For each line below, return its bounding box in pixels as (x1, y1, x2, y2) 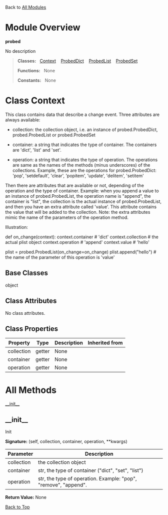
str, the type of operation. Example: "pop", (37, 475, 137, 482)
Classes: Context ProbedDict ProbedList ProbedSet (17, 58, 138, 64)
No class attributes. (5, 310, 45, 316)
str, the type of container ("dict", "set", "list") (37, 467, 143, 474)
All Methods (5, 384, 56, 396)
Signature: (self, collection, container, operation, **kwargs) (5, 439, 127, 445)
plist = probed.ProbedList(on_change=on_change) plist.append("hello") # (5, 248, 156, 255)
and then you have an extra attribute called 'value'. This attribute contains (5, 203, 156, 210)
